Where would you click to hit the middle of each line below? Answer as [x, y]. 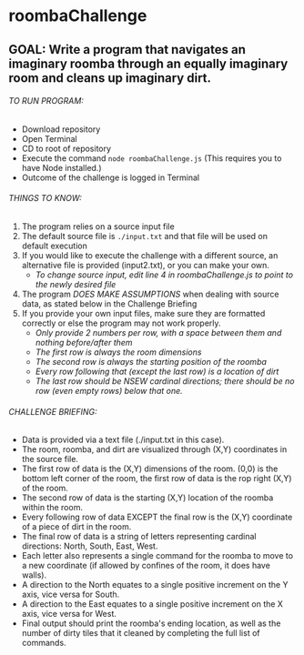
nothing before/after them [84, 342]
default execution [54, 246]
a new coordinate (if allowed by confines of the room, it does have [146, 566]
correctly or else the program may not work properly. [121, 323]
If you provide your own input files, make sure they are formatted [143, 313]
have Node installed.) [61, 167]
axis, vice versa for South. [71, 595]
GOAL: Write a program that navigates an [127, 50]
